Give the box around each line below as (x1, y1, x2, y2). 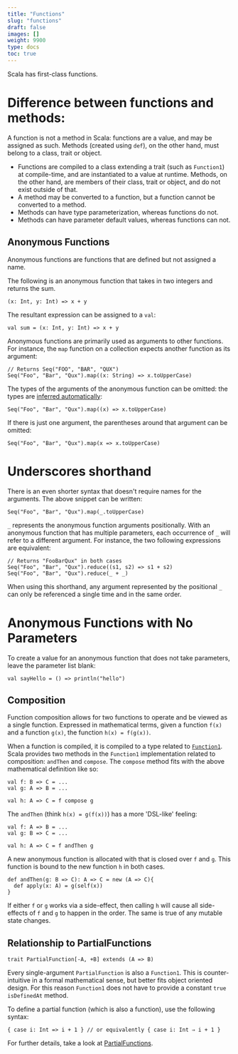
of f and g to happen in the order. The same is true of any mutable (29, 909, 222, 917)
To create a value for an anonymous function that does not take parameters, (7, 653, 230, 662)
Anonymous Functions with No (7, 615, 193, 631)
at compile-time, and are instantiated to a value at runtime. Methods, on (17, 170, 227, 178)
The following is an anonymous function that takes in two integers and (7, 276, 213, 285)
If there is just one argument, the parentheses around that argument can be (7, 418, 228, 426)
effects (7, 909, 28, 917)
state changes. (7, 916, 51, 925)
